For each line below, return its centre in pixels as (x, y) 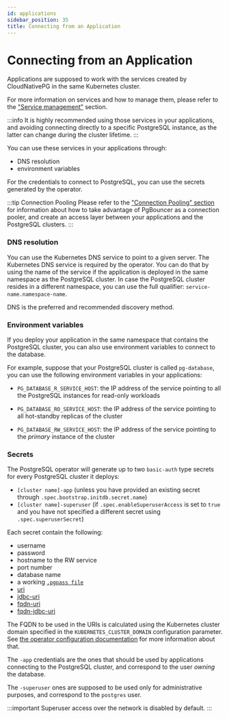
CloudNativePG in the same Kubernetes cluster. (74, 86)
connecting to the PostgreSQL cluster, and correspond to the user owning (111, 667)
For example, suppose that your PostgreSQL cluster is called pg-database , (111, 367)
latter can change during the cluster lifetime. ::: (73, 135)
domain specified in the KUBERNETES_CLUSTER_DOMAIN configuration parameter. (115, 632)
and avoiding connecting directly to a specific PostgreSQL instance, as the (112, 128)
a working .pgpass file (50, 582)
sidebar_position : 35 (38, 20)
